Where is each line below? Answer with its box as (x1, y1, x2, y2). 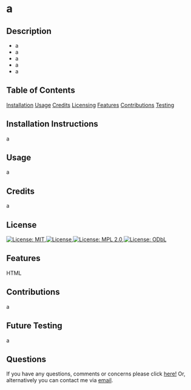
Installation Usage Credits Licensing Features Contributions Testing (6, 101, 175, 108)
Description (6, 26, 52, 36)
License (6, 220, 37, 230)
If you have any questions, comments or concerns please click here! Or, (6, 370, 186, 377)
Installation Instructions (6, 119, 99, 129)
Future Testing (6, 320, 62, 331)
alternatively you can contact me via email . (6, 377, 113, 384)
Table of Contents (6, 85, 76, 96)
